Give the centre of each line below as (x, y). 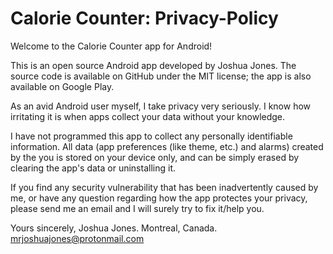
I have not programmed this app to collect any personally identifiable (151, 136)
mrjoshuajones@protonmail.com (77, 238)
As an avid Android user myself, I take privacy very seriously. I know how (161, 106)
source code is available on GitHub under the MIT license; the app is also (161, 76)
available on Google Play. (62, 86)
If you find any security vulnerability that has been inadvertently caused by (164, 187)
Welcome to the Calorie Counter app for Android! (111, 46)
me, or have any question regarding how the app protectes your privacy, (159, 198)
